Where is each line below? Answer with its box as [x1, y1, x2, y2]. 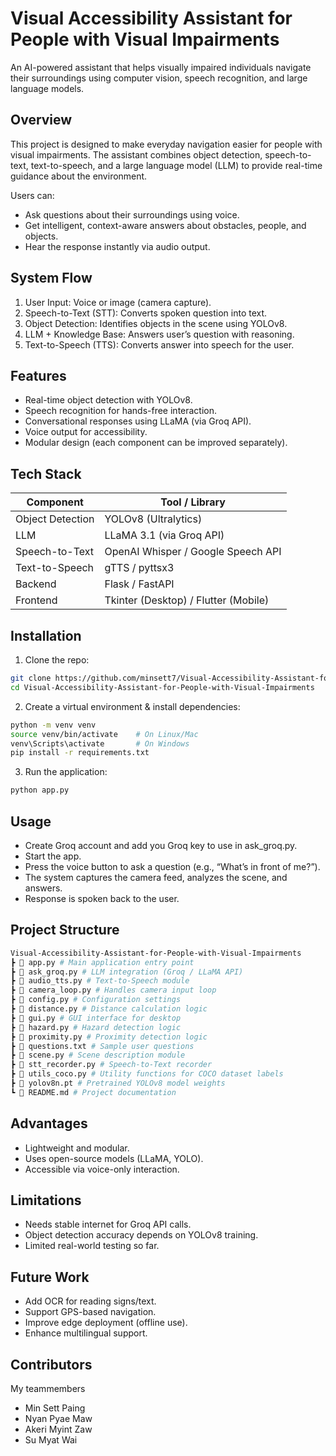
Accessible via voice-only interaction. [24, 1163, 180, 1175]
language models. [10, 82, 85, 94]
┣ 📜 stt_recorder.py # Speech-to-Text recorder [10, 1060, 213, 1070]
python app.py [10, 785, 70, 796]
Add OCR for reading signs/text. [24, 1295, 157, 1307]
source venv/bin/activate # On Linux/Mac [10, 729, 199, 739]
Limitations [10, 1192, 82, 1209]
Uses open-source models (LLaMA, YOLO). [24, 1152, 204, 1164]
